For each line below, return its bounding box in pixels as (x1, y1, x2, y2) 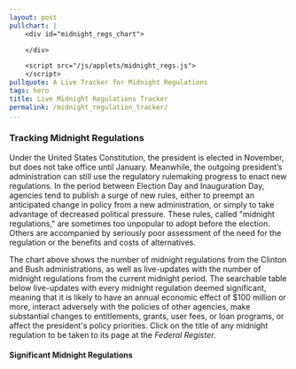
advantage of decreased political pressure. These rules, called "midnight (9, 208, 275, 219)
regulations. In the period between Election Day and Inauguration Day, (9, 180, 265, 191)
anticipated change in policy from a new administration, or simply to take (9, 199, 275, 209)
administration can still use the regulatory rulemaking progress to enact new (9, 170, 287, 182)
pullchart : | (9, 21, 58, 30)
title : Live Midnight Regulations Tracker (9, 94, 168, 103)
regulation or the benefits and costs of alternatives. (9, 237, 197, 247)
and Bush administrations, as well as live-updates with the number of (9, 263, 261, 274)
